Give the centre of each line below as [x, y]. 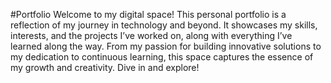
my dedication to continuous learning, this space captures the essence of [162, 57]
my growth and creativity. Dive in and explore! [105, 67]
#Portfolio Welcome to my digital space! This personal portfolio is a [148, 14]
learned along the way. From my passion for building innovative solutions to [166, 46]
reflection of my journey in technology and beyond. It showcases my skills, [164, 25]
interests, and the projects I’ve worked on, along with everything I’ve [151, 35]
